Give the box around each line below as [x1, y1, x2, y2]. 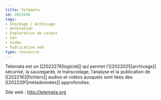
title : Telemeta [5, 7, 39, 13]
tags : [5, 17, 17, 22]
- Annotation [5, 26, 33, 31]
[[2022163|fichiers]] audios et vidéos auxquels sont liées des [5, 74, 133, 80]
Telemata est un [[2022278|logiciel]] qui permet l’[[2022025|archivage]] [5, 63, 156, 69]
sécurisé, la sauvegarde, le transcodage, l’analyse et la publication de [5, 68, 150, 74]
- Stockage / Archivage [5, 21, 56, 27]
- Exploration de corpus [5, 31, 58, 36]
